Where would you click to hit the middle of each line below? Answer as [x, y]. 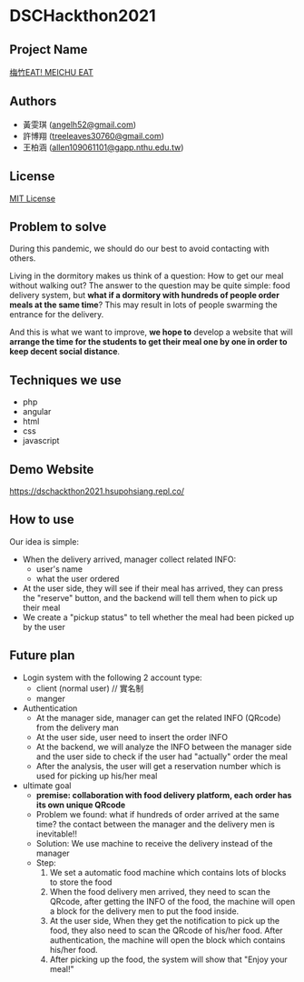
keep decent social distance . [65, 352]
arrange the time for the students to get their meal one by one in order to [148, 342]
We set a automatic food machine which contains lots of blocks [168, 872]
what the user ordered [78, 578]
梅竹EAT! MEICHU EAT [51, 72]
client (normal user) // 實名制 [90, 688]
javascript [41, 441]
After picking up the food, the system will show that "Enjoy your [168, 959]
